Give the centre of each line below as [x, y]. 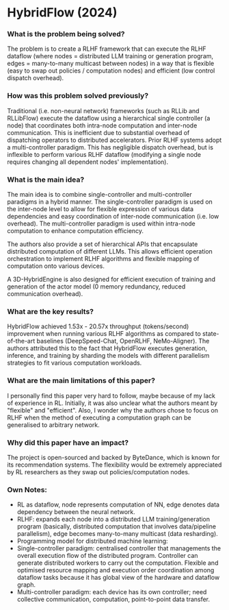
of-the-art [21, 341]
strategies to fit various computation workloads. [75, 363]
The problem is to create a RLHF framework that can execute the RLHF [107, 49]
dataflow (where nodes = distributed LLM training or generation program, [110, 56]
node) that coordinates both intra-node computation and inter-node [102, 125]
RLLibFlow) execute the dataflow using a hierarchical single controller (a [109, 118]
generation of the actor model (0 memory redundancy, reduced [96, 286]
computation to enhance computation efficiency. [76, 231]
